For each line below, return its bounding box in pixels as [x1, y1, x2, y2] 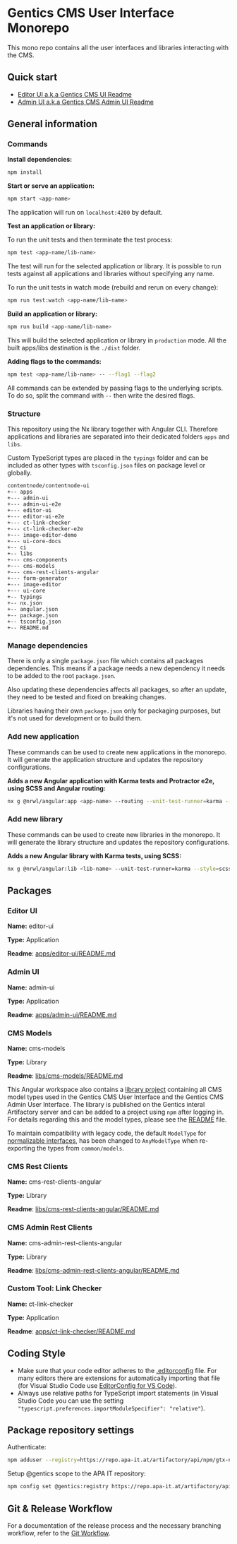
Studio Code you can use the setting [17, 1396, 124, 1405]
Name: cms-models [7, 1044, 66, 1052]
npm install [7, 169, 42, 176]
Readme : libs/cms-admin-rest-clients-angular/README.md [7, 1266, 180, 1274]
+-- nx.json [7, 599, 42, 607]
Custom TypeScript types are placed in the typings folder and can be [7, 453, 209, 462]
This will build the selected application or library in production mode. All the [7, 335, 227, 344]
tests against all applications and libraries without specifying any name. [7, 270, 215, 278]
